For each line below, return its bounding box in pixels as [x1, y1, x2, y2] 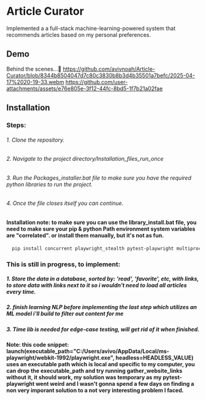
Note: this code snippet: [6, 341, 69, 348]
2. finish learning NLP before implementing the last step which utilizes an [6, 304, 197, 311]
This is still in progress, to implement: [6, 260, 121, 268]
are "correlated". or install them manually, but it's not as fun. [6, 232, 164, 239]
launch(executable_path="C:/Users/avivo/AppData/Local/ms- [6, 348, 170, 355]
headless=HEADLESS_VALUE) [115, 354, 194, 361]
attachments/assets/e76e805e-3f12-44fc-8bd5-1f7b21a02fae [6, 85, 163, 92]
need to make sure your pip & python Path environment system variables [6, 225, 196, 233]
